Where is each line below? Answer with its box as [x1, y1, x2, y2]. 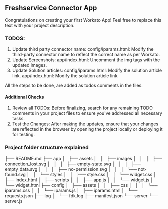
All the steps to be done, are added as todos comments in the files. [5, 82, 143, 89]
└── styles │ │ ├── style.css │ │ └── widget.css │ [39, 171, 157, 177]
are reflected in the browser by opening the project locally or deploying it [12, 126, 163, 132]
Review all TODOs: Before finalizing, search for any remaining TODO [12, 105, 153, 111]
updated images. [12, 62, 47, 68]
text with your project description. [5, 22, 75, 28]
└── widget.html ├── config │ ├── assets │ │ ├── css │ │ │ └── [5, 182, 158, 188]
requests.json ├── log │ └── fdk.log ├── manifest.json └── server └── [5, 192, 158, 199]
